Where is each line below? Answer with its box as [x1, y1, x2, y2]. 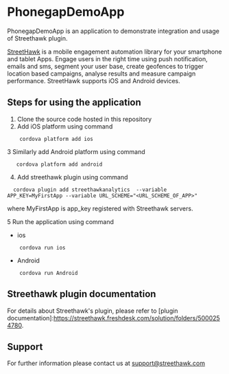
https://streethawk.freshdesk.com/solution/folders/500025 [53, 313, 221, 322]
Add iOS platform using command [16, 122, 113, 131]
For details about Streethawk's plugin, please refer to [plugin [7, 307, 178, 315]
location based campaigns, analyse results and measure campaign [7, 69, 196, 78]
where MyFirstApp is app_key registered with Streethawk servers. [7, 204, 193, 212]
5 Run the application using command [7, 217, 114, 225]
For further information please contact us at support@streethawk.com [7, 359, 206, 368]
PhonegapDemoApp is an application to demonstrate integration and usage [7, 27, 219, 35]
